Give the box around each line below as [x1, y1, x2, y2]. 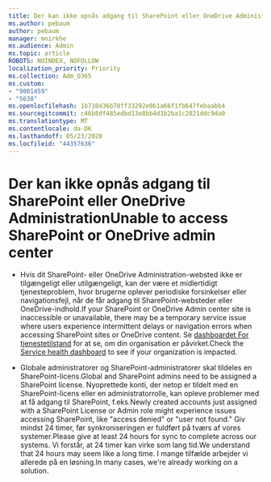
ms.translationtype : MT [8, 117, 89, 125]
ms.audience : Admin [8, 42, 74, 50]
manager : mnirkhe [8, 34, 67, 43]
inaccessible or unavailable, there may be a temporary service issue [19, 313, 247, 323]
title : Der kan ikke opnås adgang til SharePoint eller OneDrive [8, 11, 232, 20]
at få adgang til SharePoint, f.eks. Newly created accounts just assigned [19, 397, 257, 407]
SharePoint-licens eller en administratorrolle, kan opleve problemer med [19, 389, 260, 399]
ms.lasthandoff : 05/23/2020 [8, 132, 103, 140]
